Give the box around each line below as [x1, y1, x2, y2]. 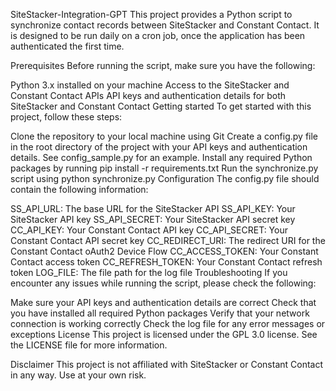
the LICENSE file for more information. [10, 339, 168, 351]
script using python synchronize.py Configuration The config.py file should [10, 173, 320, 184]
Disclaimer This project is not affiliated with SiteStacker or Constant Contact [10, 359, 324, 370]
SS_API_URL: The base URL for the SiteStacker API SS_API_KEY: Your [10, 203, 296, 214]
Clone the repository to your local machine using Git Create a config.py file [10, 130, 319, 142]
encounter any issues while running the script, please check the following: [10, 277, 317, 289]
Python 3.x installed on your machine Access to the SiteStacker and [10, 79, 290, 91]
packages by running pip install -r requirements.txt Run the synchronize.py [10, 162, 319, 174]
